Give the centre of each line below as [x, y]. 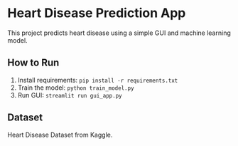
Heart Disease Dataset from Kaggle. [60, 135]
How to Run [33, 63]
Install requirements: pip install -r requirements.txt [98, 80]
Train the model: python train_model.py [76, 88]
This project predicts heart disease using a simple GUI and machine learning [119, 33]
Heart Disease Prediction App [97, 13]
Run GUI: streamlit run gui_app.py [70, 95]
